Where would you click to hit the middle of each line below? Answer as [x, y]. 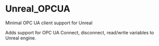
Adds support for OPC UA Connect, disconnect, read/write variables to [80, 32]
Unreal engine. [21, 38]
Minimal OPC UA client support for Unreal [49, 23]
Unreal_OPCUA [38, 9]
